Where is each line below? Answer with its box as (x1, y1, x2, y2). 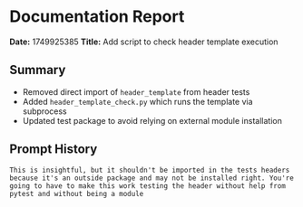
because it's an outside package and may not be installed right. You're (9, 174, 295, 183)
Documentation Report (9, 6, 185, 27)
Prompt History (9, 142, 98, 157)
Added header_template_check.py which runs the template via (22, 96, 253, 107)
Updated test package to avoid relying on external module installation (22, 115, 283, 126)
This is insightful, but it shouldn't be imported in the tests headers (9, 165, 290, 174)
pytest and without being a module (9, 189, 144, 198)
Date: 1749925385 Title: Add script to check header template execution (9, 36, 279, 47)
